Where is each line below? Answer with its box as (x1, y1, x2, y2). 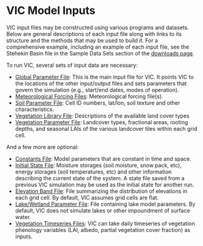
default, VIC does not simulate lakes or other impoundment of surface (15, 206, 190, 214)
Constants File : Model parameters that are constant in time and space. (15, 155, 191, 162)
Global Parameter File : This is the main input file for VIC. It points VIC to (15, 73, 194, 80)
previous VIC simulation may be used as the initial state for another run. (15, 181, 194, 188)
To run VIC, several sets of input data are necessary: (6, 61, 138, 69)
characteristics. (15, 105, 55, 113)
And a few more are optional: (6, 143, 79, 150)
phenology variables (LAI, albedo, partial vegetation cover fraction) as (15, 226, 190, 233)
